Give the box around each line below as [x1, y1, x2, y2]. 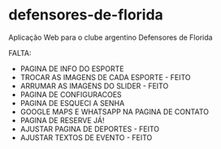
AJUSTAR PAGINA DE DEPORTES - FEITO [19, 124, 160, 134]
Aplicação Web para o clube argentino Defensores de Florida [8, 32, 213, 42]
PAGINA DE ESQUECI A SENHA [19, 98, 125, 108]
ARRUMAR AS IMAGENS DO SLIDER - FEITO [19, 81, 169, 91]
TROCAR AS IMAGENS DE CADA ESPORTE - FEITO [19, 72, 191, 82]
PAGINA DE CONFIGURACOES [19, 89, 122, 99]
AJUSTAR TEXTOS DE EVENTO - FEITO [19, 132, 153, 143]
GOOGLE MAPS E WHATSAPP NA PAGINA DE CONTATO [19, 107, 210, 117]
